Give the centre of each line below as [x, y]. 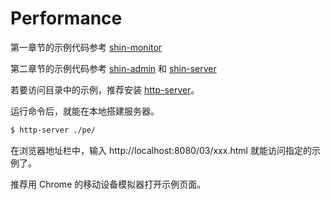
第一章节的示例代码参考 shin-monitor [86, 47]
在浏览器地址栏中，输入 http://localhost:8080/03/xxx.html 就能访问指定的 [161, 150]
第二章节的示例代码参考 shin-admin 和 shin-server [113, 68]
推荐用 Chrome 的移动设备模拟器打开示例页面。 [108, 184]
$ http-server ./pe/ [53, 130]
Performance [66, 18]
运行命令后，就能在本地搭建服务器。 [85, 111]
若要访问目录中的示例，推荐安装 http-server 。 [105, 89]
